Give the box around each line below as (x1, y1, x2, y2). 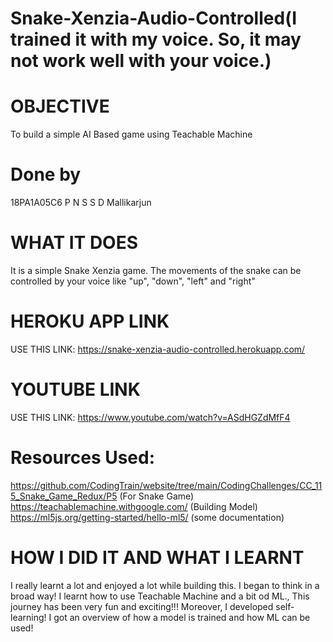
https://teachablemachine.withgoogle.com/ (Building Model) (10, 500, 258, 512)
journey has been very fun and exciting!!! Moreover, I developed (10, 600, 274, 612)
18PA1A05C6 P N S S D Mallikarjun (10, 197, 152, 209)
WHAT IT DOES (10, 232, 139, 254)
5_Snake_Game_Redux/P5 (10, 490, 118, 502)
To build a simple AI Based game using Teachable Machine (10, 128, 253, 141)
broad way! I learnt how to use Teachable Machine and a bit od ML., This (10, 590, 310, 602)
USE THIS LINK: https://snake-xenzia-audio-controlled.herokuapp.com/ (10, 343, 306, 355)
